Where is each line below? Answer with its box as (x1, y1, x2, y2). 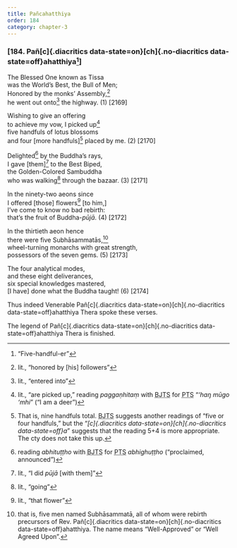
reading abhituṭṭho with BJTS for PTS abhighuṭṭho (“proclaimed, (17, 448, 205, 456)
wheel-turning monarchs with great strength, (7, 243, 138, 252)
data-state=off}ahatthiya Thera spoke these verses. (7, 308, 158, 317)
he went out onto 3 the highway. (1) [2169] (7, 97, 128, 106)
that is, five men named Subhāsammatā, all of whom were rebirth (17, 510, 207, 518)
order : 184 (7, 17, 39, 24)
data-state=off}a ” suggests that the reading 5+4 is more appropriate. (17, 427, 220, 435)
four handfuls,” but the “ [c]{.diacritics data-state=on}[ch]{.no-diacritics (17, 419, 226, 427)
